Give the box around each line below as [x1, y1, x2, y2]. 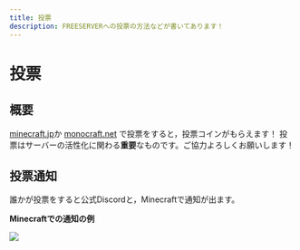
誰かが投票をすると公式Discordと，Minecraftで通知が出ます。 [9, 194, 240, 205]
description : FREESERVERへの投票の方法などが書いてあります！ [9, 22, 224, 31]
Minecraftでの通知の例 [9, 214, 95, 225]
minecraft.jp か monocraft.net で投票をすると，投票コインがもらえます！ [9, 128, 278, 139]
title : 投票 [9, 13, 52, 23]
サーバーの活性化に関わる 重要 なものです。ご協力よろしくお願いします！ [24, 139, 295, 150]
